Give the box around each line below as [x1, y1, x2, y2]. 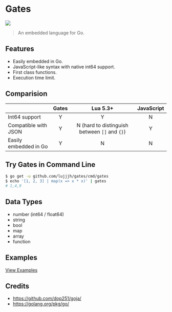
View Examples [5, 267, 38, 273]
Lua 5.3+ [91, 105, 114, 112]
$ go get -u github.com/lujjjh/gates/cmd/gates [5, 174, 109, 179]
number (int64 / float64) [12, 211, 64, 217]
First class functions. [12, 69, 57, 75]
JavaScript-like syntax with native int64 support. [12, 64, 115, 70]
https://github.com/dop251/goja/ [12, 296, 82, 302]
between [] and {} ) [79, 128, 126, 135]
